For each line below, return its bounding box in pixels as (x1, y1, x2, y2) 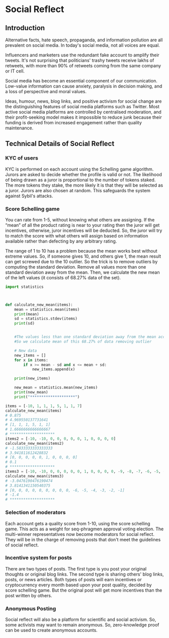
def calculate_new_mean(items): (5, 302, 73, 307)
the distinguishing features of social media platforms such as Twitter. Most (5, 104, 159, 109)
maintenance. (5, 125, 34, 131)
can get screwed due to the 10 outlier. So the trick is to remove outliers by (5, 258, 158, 265)
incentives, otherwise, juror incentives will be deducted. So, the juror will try (5, 227, 162, 233)
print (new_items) (14, 376, 51, 381)
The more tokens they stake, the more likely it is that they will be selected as (5, 182, 163, 188)
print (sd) (14, 321, 35, 326)
